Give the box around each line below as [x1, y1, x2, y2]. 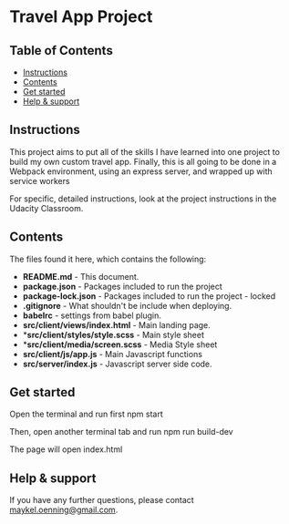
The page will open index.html [9, 444, 123, 455]
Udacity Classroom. [9, 202, 84, 213]
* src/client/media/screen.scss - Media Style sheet [22, 339, 218, 350]
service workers [9, 175, 70, 186]
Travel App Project [9, 6, 153, 27]
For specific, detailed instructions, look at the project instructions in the [9, 193, 277, 204]
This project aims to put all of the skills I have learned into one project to [9, 146, 281, 157]
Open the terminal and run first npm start [9, 408, 163, 420]
